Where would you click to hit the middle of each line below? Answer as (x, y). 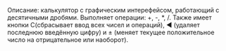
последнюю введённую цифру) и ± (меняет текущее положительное (111, 32)
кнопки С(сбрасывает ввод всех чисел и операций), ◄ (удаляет (104, 25)
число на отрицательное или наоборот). (68, 40)
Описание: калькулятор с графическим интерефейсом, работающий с (113, 10)
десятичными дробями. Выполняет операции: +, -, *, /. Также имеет (110, 17)
